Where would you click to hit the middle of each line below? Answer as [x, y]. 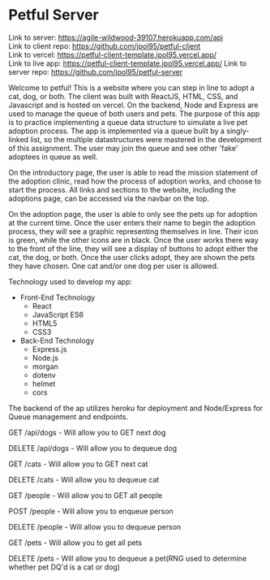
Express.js [49, 349]
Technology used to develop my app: [70, 281]
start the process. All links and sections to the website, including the [122, 189]
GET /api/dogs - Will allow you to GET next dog [87, 432]
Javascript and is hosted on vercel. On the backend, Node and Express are [133, 105]
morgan [45, 366]
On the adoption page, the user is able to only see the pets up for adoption [133, 214]
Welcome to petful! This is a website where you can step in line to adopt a [132, 88]
